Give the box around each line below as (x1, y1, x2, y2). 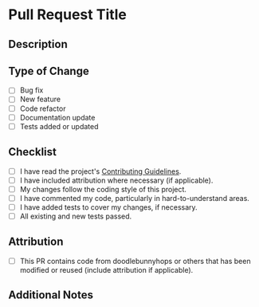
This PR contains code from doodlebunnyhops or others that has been (19, 256, 251, 266)
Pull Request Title (8, 6, 128, 24)
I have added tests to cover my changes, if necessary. (19, 202, 198, 212)
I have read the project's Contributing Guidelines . (19, 166, 182, 176)
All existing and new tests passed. (19, 211, 132, 221)
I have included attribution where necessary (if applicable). (19, 175, 214, 185)
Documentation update (19, 112, 96, 122)
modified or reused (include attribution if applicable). (19, 265, 194, 274)
